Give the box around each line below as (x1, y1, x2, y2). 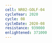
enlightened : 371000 (5, 30, 48, 35)
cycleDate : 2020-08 (5, 21, 45, 26)
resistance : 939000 (5, 26, 45, 31)
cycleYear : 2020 (5, 12, 38, 17)
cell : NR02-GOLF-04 (5, 7, 45, 12)
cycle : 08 (5, 16, 26, 21)
